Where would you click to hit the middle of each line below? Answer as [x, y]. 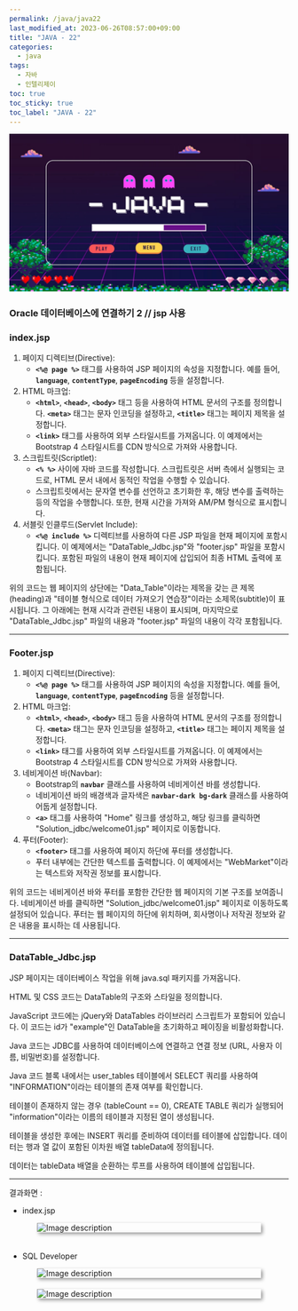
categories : [31, 47]
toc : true [27, 93]
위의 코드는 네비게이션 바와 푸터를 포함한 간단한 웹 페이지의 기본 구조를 [131, 892]
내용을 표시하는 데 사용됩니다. [70, 926]
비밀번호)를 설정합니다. [60, 1056]
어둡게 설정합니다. [66, 806]
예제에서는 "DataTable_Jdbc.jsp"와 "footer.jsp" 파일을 [166, 547]
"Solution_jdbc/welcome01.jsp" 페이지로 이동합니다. [128, 829]
